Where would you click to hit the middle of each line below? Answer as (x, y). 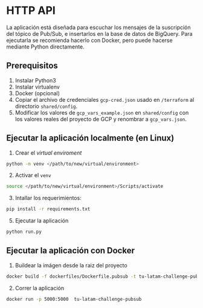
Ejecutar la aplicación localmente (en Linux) (90, 138)
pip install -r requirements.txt (48, 209)
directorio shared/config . (46, 106)
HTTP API (31, 11)
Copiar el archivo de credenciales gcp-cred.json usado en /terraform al (105, 99)
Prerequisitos (32, 66)
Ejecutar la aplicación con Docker (70, 251)
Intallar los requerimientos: (48, 198)
